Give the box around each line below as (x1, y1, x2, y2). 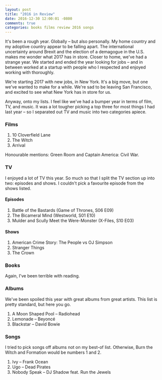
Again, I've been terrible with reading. (5, 273, 80, 279)
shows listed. (5, 185, 31, 191)
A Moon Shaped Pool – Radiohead (12, 311, 80, 316)
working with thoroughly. (5, 69, 55, 75)
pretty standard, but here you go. (5, 301, 71, 307)
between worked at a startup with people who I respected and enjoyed (5, 64, 146, 70)
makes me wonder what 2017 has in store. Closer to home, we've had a (5, 54, 147, 60)
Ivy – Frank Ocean (12, 359, 48, 365)
